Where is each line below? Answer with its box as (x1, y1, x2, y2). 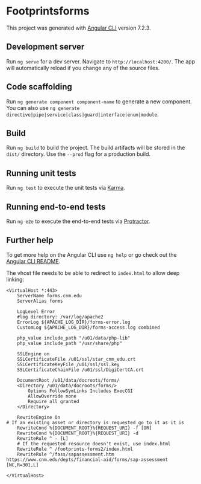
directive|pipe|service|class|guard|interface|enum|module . (6, 111, 159, 118)
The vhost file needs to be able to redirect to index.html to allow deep (6, 269, 180, 276)
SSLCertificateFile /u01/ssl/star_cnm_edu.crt (17, 356, 136, 362)
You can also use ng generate (6, 104, 80, 111)
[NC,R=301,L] (6, 462, 39, 468)
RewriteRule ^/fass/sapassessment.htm (17, 451, 114, 457)
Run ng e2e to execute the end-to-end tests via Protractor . (6, 218, 150, 225)
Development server (6, 42, 85, 52)
